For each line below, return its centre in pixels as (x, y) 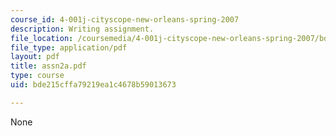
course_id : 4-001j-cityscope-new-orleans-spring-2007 (125, 19)
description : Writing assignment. (82, 29)
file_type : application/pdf (69, 47)
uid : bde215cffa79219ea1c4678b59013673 (93, 85)
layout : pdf (35, 57)
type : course (37, 76)
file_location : (42, 38)
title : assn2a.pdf (48, 66)
